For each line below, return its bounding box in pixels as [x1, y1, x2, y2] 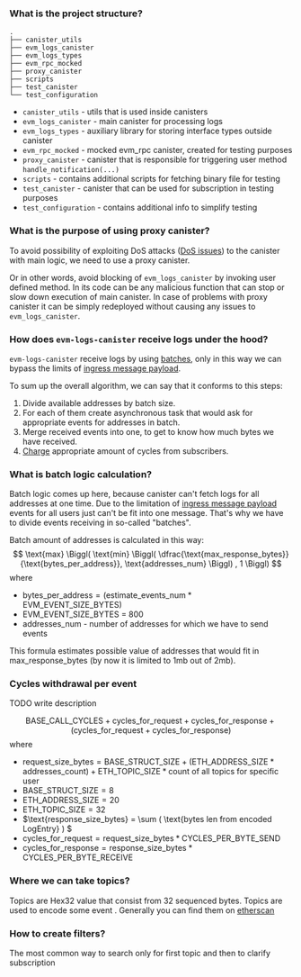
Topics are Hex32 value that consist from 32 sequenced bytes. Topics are [9, 895, 283, 906]
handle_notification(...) [22, 166, 120, 175]
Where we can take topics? [9, 874, 130, 887]
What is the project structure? [9, 7, 144, 20]
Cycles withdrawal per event [9, 678, 137, 691]
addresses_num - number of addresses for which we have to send [22, 619, 269, 629]
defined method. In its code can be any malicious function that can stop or [9, 282, 285, 293]
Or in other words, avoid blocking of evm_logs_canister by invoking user [9, 272, 277, 283]
